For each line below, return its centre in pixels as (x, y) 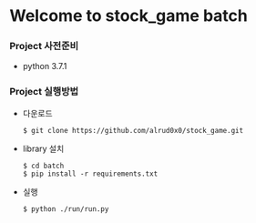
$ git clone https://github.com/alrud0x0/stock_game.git (133, 130)
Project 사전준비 (44, 46)
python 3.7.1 (45, 66)
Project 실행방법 (44, 92)
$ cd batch (43, 166)
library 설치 (43, 148)
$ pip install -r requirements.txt (90, 174)
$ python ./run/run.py (66, 209)
